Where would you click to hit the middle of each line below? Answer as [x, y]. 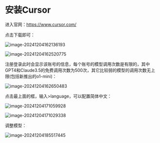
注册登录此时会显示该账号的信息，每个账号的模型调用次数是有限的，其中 [77, 64]
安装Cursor [28, 10]
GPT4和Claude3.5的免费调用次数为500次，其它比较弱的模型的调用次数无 [78, 70]
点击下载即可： [20, 35]
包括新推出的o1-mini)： [34, 76]
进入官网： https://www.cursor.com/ [41, 24]
